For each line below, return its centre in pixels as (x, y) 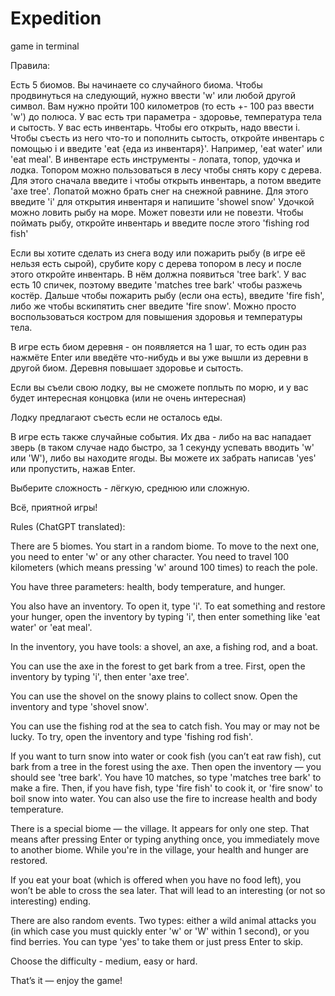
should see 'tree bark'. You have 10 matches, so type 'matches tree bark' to (166, 777)
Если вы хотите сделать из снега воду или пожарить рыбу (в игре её (158, 253)
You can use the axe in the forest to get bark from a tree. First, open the (158, 666)
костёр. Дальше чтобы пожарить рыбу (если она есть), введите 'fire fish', (167, 295)
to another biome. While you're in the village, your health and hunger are (159, 849)
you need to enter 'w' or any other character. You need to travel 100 (150, 556)
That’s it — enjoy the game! (66, 980)
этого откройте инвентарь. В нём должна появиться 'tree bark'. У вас (158, 274)
